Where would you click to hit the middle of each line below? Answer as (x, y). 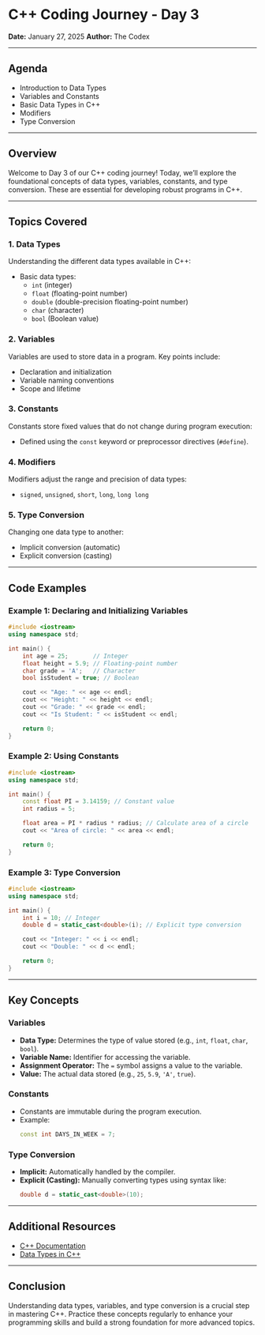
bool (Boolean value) (65, 319)
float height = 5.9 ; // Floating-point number (100, 663)
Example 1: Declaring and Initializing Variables (98, 610)
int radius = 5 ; (49, 809)
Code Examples (47, 588)
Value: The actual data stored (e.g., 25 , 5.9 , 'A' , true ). (107, 1073)
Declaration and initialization (65, 371)
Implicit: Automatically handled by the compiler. (97, 1172)
